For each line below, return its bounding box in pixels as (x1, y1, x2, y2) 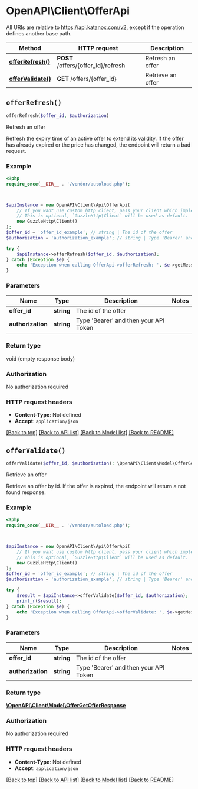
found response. (6, 489, 46, 496)
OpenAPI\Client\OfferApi (6, 4, 130, 18)
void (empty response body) (6, 355, 75, 362)
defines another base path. (6, 30, 72, 37)
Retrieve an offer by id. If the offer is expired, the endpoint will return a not (6, 483, 186, 490)
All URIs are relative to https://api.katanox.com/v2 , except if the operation (6, 24, 184, 31)
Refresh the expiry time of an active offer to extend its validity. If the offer (6, 135, 184, 142)
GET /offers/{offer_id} (57, 74, 117, 83)
